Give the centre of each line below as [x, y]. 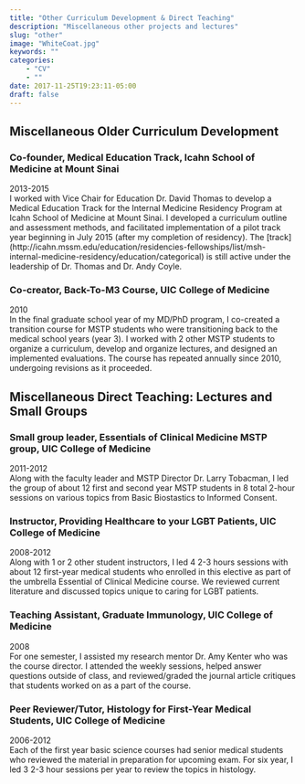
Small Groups [49, 411]
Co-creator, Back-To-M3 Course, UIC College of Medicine [140, 291]
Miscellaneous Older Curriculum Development [144, 131]
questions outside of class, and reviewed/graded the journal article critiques [153, 675]
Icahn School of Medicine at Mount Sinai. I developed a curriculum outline [148, 218]
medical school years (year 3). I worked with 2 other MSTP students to [142, 339]
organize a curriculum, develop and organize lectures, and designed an [143, 349]
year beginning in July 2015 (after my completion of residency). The [137, 238]
